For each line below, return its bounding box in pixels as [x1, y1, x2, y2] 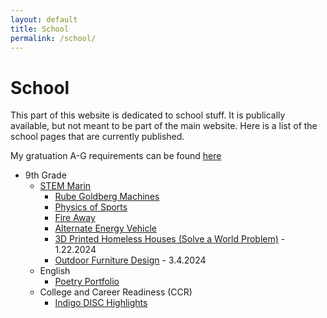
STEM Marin [39, 180, 92, 192]
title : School [10, 24, 70, 34]
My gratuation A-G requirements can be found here [10, 150, 222, 162]
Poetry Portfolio [54, 276, 120, 288]
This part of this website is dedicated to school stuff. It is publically [10, 109, 286, 121]
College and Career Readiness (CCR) [39, 286, 193, 298]
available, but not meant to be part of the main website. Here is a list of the [10, 120, 318, 132]
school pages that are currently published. [10, 131, 185, 143]
